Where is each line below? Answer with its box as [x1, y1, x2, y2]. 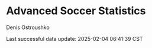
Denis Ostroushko [6, 24, 50, 31]
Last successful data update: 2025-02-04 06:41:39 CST [6, 35, 143, 42]
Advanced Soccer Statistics [6, 4, 146, 18]
